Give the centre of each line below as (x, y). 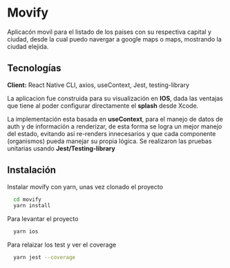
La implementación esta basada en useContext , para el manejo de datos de (115, 119)
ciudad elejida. (28, 46)
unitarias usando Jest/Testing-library (61, 148)
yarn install (32, 206)
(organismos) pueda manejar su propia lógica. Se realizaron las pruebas (109, 141)
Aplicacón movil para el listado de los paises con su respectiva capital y (109, 32)
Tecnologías (34, 68)
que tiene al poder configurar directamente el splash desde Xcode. (103, 106)
